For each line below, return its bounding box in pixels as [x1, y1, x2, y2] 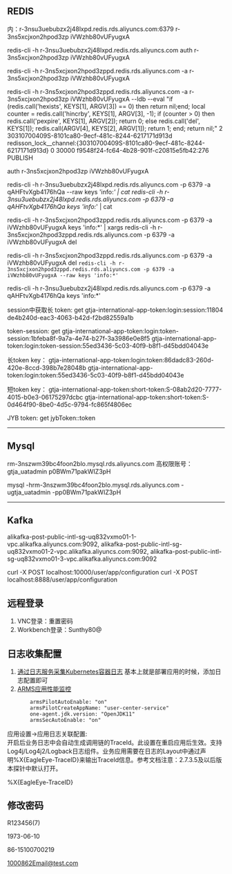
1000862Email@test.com [7, 859, 79, 867]
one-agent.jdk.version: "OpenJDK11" [30, 711, 135, 718]
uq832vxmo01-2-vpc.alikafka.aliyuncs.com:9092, [7, 548, 149, 556]
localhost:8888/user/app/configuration [7, 575, 118, 584]
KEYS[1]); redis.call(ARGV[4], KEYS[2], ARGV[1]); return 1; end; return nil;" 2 [7, 124, 223, 132]
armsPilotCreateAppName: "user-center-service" [30, 705, 169, 712]
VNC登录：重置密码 [17, 617, 74, 625]
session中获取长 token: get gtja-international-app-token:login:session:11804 [7, 306, 223, 314]
